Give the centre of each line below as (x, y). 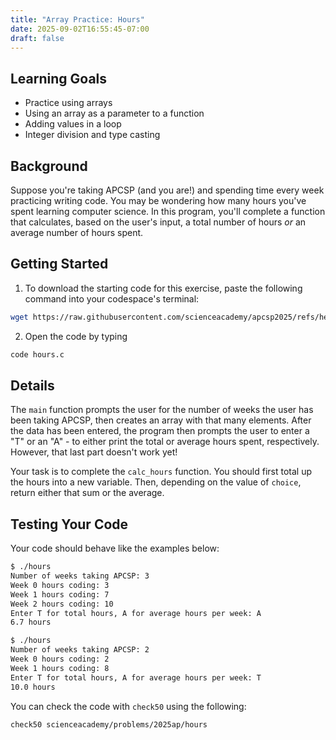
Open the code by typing (76, 336)
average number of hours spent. (77, 232)
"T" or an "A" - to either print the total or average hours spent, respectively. (165, 442)
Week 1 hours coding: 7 (60, 594)
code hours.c (37, 354)
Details (32, 385)
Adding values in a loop (73, 124)
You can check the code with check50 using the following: (128, 706)
